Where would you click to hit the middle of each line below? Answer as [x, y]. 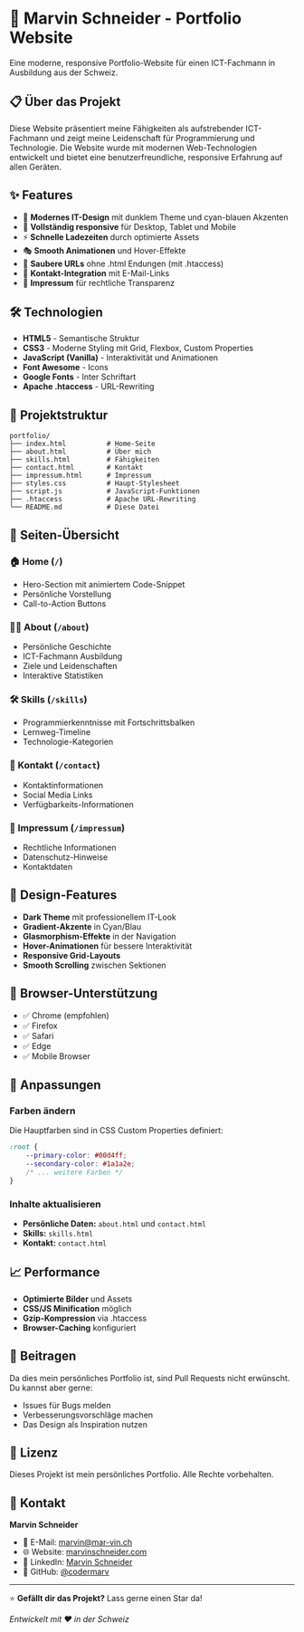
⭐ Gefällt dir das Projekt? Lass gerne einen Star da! [106, 1599]
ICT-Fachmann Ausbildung [72, 656]
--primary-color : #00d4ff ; [76, 1156]
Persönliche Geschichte [66, 647]
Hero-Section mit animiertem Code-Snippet [104, 584]
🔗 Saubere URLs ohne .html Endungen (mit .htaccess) [123, 263]
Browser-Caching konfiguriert [79, 1327]
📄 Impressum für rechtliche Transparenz [98, 282]
